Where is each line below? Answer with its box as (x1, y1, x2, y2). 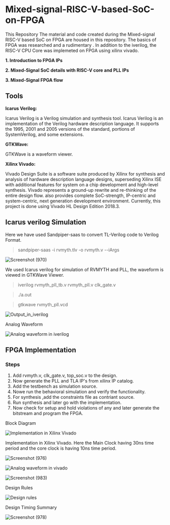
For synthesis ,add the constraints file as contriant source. (12, 394, 135, 400)
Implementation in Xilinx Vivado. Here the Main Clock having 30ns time (5, 440, 154, 446)
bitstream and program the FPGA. (12, 411, 83, 417)
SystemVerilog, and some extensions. (5, 131, 84, 137)
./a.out (17, 291, 32, 298)
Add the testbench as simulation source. (12, 383, 98, 390)
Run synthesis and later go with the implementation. (12, 399, 122, 405)
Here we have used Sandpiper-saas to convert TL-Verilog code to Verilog (5, 231, 159, 238)
